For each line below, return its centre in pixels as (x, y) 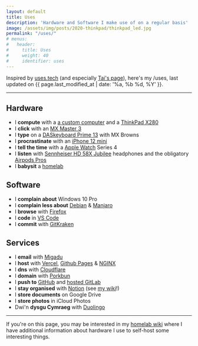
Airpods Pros (31, 160)
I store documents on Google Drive (58, 294)
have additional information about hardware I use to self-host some (88, 330)
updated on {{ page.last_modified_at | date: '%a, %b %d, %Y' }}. (85, 84)
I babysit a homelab (39, 167)
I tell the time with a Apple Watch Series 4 (66, 148)
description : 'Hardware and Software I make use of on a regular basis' (97, 22)
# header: (21, 45)
